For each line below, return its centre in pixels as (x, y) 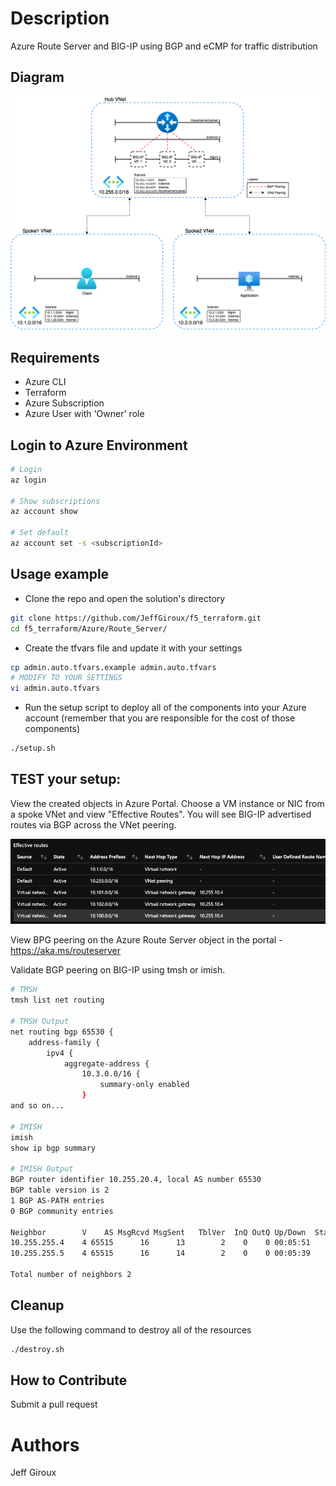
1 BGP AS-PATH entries (57, 1200)
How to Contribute (69, 1380)
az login (28, 480)
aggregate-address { (106, 1063)
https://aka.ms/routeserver (66, 951)
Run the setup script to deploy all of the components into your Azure (165, 708)
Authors (45, 1444)
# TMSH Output (40, 1022)
